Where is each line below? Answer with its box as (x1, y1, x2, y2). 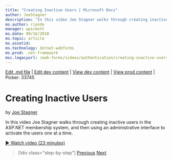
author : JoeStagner (5, 12, 47, 17)
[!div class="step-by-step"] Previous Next (17, 150, 106, 156)
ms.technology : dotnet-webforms (5, 45, 74, 51)
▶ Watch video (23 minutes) (5, 140, 66, 146)
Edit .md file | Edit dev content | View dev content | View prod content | (5, 69, 155, 75)
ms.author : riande (5, 21, 45, 27)
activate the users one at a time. (5, 130, 73, 136)
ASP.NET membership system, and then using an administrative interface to (5, 125, 165, 131)
